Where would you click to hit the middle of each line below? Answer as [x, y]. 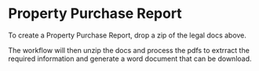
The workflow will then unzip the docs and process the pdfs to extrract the [129, 50]
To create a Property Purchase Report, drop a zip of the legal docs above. [128, 35]
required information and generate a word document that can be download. [130, 59]
